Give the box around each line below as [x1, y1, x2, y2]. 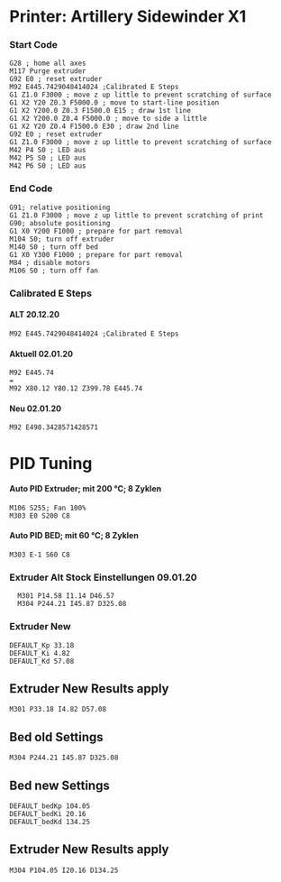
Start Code [9, 39, 59, 51]
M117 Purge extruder [9, 67, 87, 76]
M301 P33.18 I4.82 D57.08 [9, 705, 106, 714]
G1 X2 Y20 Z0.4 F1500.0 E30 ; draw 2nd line [9, 122, 179, 132]
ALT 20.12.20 [9, 309, 60, 320]
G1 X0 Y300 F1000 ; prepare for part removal [9, 250, 183, 259]
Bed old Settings [9, 729, 104, 745]
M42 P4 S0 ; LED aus [9, 146, 87, 155]
